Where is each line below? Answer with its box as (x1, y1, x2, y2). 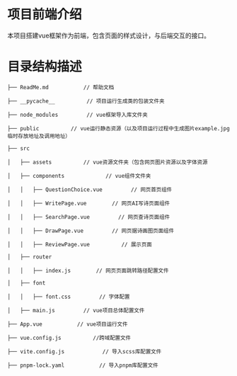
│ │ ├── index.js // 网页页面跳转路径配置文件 (7, 267, 169, 274)
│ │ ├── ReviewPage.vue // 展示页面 (7, 241, 152, 248)
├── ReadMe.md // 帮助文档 (7, 84, 115, 91)
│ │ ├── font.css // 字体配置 (7, 293, 130, 300)
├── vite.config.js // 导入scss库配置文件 (7, 348, 162, 355)
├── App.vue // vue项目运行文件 (7, 320, 128, 328)
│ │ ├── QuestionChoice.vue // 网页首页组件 (7, 186, 173, 193)
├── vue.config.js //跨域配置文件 (7, 334, 131, 341)
